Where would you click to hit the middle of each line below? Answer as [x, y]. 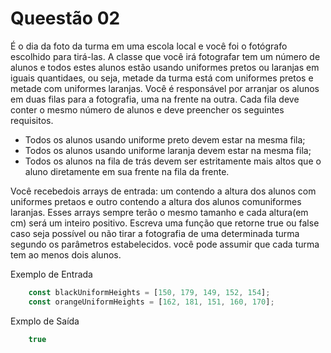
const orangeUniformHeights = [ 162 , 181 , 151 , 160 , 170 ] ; [151, 302]
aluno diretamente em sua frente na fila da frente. [127, 171]
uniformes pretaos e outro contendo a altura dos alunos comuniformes [156, 201]
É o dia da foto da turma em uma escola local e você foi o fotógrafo [149, 46]
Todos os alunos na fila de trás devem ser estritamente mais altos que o [173, 161]
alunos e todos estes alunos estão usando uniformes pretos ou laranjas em [165, 67]
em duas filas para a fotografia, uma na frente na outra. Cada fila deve [155, 99]
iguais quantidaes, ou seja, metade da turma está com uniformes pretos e [162, 78]
